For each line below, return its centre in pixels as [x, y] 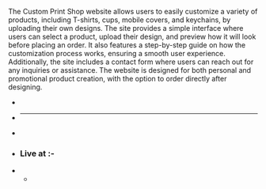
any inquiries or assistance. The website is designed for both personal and [130, 70]
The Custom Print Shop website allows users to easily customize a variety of [133, 11]
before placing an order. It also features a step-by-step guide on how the [127, 45]
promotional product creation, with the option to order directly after [118, 79]
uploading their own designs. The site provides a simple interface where [126, 28]
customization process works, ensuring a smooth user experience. [117, 53]
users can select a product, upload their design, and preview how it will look [132, 36]
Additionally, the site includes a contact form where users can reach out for [131, 62]
